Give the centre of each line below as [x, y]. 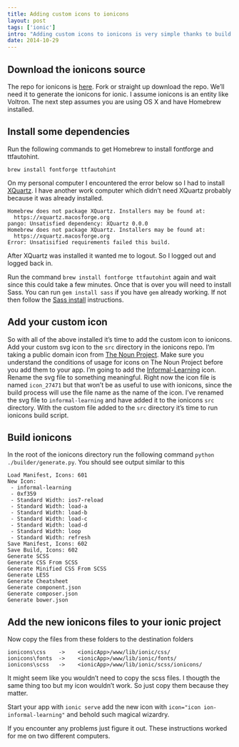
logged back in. [30, 263]
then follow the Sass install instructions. [66, 300]
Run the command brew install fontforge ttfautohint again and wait [112, 277]
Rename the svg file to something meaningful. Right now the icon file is [112, 377]
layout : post [27, 21]
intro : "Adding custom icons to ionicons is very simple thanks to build [119, 34]
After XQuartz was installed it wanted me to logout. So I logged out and [112, 255]
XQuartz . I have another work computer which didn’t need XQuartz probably [119, 190]
